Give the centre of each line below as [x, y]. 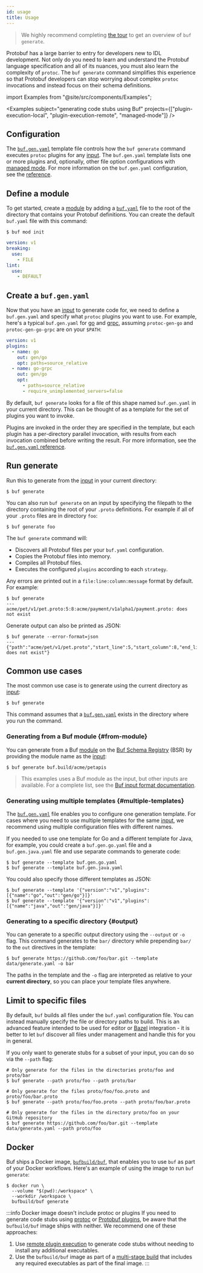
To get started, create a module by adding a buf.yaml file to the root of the [98, 208]
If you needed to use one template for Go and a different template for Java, [100, 839]
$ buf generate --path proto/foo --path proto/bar [71, 1081]
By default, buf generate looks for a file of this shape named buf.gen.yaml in [101, 403]
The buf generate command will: [47, 538]
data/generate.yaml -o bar [40, 964]
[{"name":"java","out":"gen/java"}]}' [55, 906]
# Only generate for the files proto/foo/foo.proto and [78, 1092]
